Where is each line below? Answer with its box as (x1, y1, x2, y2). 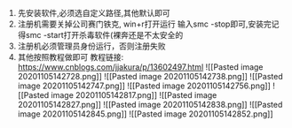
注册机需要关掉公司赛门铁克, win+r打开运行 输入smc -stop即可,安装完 (17, 19, 272, 29)
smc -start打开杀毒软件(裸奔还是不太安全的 (25, 30, 184, 40)
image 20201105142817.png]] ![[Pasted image (51, 90, 217, 100)
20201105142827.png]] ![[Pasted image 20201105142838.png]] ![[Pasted (17, 100, 283, 109)
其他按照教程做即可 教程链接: (17, 52, 124, 62)
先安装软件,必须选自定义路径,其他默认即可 (17, 8, 170, 18)
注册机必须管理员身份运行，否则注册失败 (17, 41, 166, 51)
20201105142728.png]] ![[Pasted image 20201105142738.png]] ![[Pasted (17, 72, 283, 81)
